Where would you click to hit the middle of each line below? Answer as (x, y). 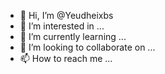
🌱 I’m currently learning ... (73, 36)
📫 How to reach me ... (66, 58)
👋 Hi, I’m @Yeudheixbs (66, 15)
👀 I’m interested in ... (62, 26)
